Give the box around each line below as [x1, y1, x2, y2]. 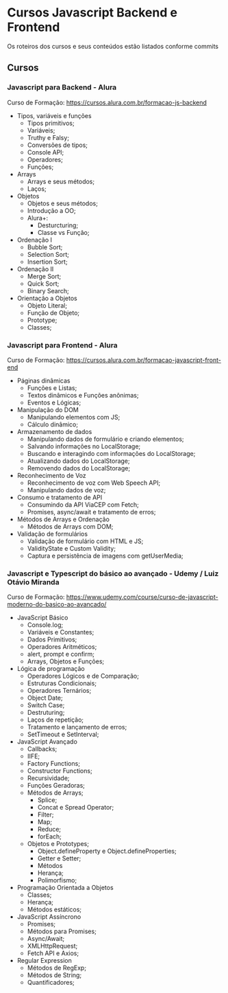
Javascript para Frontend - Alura [7, 340, 118, 350]
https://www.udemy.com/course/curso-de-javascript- [66, 593, 218, 602]
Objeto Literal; [27, 301, 67, 310]
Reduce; [37, 825, 62, 834]
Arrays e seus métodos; [27, 177, 94, 185]
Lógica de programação [16, 665, 85, 673]
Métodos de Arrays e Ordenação [16, 515, 110, 523]
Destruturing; [27, 709, 65, 717]
